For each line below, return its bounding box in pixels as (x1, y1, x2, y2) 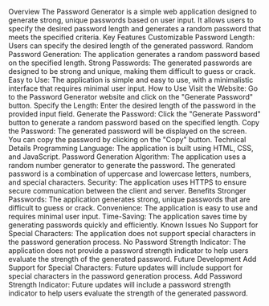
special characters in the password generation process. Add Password (8, 271, 243, 280)
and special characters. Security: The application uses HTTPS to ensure (8, 177, 247, 187)
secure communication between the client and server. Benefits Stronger (8, 186, 247, 195)
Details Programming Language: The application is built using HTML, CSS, (8, 144, 255, 153)
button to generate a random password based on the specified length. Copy (8, 118, 259, 127)
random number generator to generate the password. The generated (8, 161, 235, 169)
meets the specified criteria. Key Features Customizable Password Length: (8, 32, 255, 42)
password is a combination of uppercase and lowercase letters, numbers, (8, 169, 251, 178)
